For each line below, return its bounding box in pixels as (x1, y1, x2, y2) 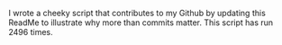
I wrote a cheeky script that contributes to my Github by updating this (8, 8, 267, 18)
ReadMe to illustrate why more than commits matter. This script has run (8, 17, 274, 28)
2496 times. (8, 27, 53, 37)
